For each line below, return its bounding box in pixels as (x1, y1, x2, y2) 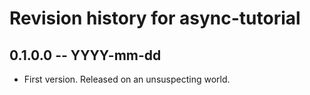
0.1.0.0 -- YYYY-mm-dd (9, 47, 162, 64)
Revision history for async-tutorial (9, 7, 301, 30)
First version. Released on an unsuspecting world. (23, 73, 231, 85)
